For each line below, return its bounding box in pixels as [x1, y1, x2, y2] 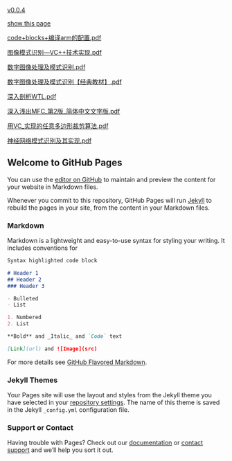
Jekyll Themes [7, 375, 58, 385]
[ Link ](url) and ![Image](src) [7, 345, 98, 352]
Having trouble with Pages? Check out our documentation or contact [7, 439, 203, 447]
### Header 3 [7, 282, 45, 289]
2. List [7, 320, 30, 327]
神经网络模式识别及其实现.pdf [7, 136, 92, 145]
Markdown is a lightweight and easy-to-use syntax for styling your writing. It [7, 237, 225, 245]
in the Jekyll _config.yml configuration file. [7, 406, 130, 414]
